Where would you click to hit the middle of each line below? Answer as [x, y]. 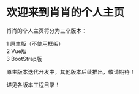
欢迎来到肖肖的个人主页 [66, 13]
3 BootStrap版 [24, 59]
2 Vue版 [17, 51]
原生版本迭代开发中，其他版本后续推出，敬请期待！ [71, 71]
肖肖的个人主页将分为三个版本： [47, 31]
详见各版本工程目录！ [33, 85]
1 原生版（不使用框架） [35, 43]
